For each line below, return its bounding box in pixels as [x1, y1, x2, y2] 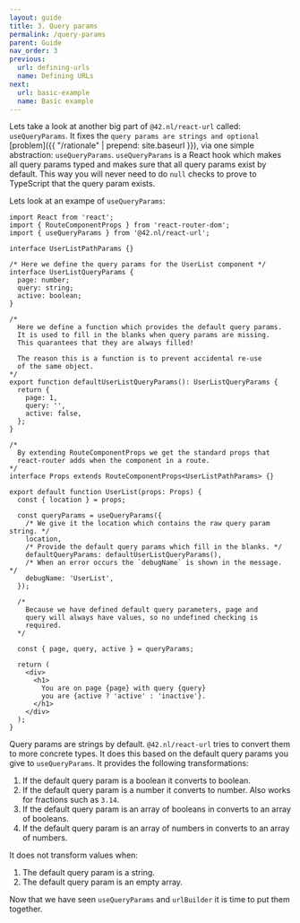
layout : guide [9, 13, 63, 22]
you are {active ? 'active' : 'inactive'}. [41, 692, 206, 701]
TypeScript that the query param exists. [9, 179, 156, 189]
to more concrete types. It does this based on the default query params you [9, 748, 289, 759]
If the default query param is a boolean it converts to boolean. [21, 775, 251, 786]
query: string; [17, 283, 74, 292]
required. [25, 621, 63, 631]
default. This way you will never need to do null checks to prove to [9, 169, 257, 179]
